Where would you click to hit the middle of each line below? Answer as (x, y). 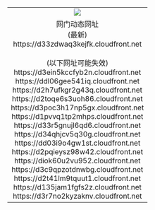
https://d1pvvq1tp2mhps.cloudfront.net (77, 116)
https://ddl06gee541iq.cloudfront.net (77, 81)
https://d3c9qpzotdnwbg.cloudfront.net (77, 169)
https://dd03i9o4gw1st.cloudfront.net (77, 143)
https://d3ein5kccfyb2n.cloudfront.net (77, 72)
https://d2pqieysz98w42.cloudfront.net (77, 151)
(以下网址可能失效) (77, 63)
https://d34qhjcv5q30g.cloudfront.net (77, 134)
